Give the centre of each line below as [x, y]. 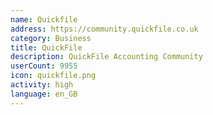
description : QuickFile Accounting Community [106, 57]
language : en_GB [44, 94]
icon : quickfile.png [53, 76]
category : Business [51, 38]
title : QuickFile [46, 47]
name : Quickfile [44, 19]
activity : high [42, 85]
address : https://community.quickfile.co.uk [104, 29]
